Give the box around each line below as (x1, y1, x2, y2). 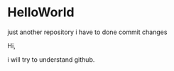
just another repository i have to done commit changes (7, 28, 168, 36)
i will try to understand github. (7, 55, 95, 64)
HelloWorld (7, 4, 75, 21)
